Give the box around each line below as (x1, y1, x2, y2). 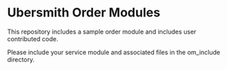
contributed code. (7, 34, 59, 43)
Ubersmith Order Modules (7, 5, 161, 21)
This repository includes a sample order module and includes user (7, 27, 196, 36)
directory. (7, 55, 35, 63)
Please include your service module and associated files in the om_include (7, 48, 221, 56)
